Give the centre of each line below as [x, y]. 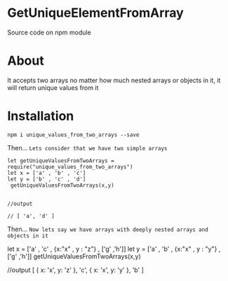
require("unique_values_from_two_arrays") [70, 166]
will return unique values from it [53, 87]
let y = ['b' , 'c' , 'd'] [47, 179]
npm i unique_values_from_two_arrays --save [73, 135]
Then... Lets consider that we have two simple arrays [87, 148]
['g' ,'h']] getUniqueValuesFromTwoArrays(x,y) [74, 256]
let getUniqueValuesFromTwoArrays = [61, 161]
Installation [41, 116]
